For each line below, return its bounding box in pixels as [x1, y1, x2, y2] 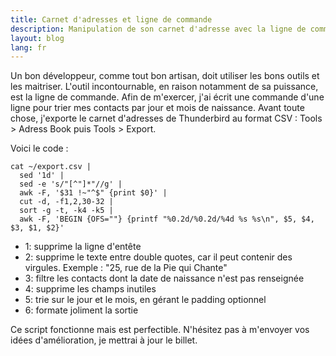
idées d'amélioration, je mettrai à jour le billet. [10, 334, 198, 346]
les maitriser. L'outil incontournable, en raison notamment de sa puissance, [10, 81, 319, 93]
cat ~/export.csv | [10, 162, 92, 172]
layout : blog [10, 33, 65, 43]
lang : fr [10, 42, 47, 53]
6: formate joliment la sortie [24, 304, 139, 316]
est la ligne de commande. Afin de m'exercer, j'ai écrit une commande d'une [10, 91, 325, 103]
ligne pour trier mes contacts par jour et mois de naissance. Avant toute [10, 102, 305, 114]
